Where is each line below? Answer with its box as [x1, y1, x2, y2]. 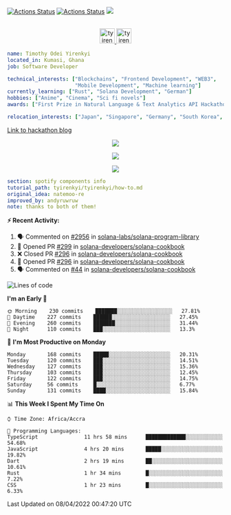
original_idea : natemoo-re [7, 190, 85, 197]
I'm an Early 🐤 [7, 294, 47, 303]
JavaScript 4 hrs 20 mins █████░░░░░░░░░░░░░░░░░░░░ [7, 446, 223, 453]
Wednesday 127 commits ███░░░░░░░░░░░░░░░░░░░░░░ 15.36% [7, 363, 198, 371]
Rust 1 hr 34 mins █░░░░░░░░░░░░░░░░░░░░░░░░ [7, 470, 223, 477]
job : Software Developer [7, 63, 78, 70]
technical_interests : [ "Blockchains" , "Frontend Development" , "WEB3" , [7, 76, 217, 83]
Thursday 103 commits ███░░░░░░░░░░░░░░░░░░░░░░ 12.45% [7, 369, 198, 376]
